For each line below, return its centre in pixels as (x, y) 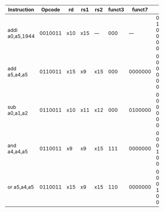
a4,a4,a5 (18, 152)
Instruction (21, 10)
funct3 (116, 10)
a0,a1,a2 (18, 113)
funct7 (140, 10)
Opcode (51, 10)
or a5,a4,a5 (21, 187)
